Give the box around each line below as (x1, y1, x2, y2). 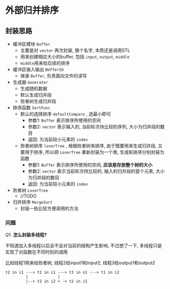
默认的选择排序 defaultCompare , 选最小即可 (20, 111, 111, 117)
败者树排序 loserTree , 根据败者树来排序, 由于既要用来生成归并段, (20, 143, 157, 149)
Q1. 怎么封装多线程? (5, 232, 47, 238)
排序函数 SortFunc (12, 105, 51, 110)
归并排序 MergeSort (12, 199, 53, 205)
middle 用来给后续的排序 (20, 60, 70, 66)
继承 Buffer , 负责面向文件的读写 (20, 73, 88, 79)
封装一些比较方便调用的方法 (20, 206, 79, 211)
